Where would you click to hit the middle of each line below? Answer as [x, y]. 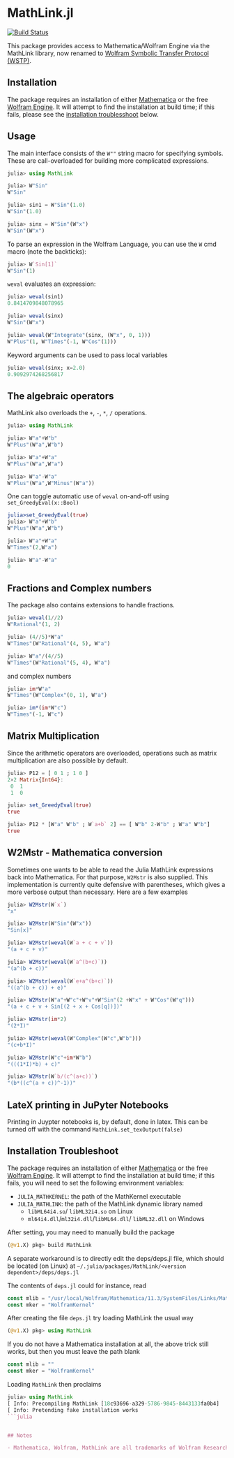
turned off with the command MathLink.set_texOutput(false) [95, 1129]
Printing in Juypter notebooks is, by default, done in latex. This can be [108, 1122]
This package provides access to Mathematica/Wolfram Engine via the [109, 45]
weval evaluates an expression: [52, 284]
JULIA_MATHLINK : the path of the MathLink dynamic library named [110, 1204]
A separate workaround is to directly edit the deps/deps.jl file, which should [116, 1258]
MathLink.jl [40, 13]
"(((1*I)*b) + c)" [34, 1064]
